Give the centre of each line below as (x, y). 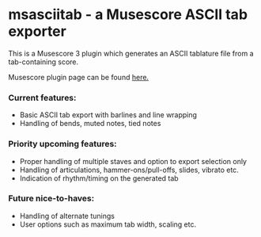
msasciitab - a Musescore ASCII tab (128, 15)
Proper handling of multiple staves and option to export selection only (133, 161)
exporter (38, 31)
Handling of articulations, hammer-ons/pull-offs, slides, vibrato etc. (129, 170)
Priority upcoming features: (62, 144)
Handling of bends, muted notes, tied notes (90, 124)
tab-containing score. (43, 62)
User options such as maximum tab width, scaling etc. (108, 224)
